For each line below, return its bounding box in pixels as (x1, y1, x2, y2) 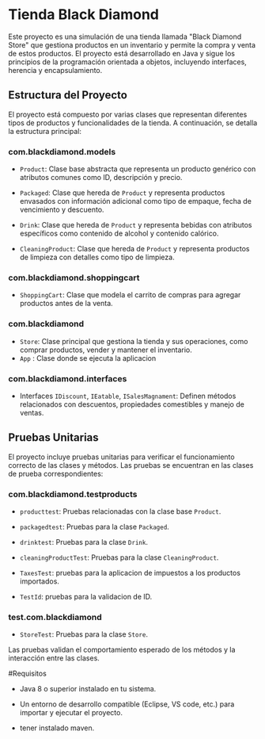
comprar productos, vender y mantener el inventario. (19, 345, 192, 354)
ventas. (19, 408, 44, 417)
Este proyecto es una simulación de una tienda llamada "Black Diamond (8, 32, 242, 41)
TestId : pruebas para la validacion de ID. (19, 592, 153, 602)
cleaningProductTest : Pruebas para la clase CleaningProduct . (19, 553, 219, 562)
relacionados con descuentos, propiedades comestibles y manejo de (19, 399, 245, 409)
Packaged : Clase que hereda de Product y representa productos (19, 188, 225, 197)
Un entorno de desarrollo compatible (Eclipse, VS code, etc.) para (19, 699, 235, 709)
